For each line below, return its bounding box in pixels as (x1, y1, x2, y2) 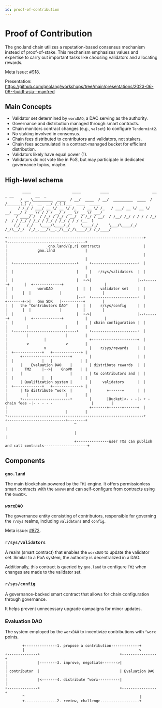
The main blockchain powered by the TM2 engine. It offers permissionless (5, 481, 150, 486)
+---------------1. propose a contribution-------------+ (22, 644, 142, 648)
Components (5, 456, 45, 465)
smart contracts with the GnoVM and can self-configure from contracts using (5, 486, 155, 492)
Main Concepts (5, 102, 52, 111)
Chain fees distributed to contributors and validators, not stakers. (12, 136, 142, 142)
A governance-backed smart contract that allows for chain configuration (5, 591, 149, 597)
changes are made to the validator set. (5, 569, 82, 575)
